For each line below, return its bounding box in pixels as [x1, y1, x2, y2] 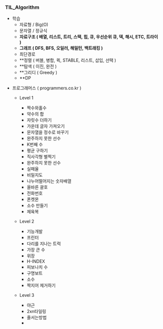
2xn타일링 [26, 308, 46, 314]
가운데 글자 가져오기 [26, 123, 65, 129]
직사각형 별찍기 [26, 154, 56, 160]
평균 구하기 [26, 148, 48, 154]
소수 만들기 [26, 203, 48, 208]
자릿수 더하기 [26, 117, 52, 123]
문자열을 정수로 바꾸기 [26, 129, 69, 135]
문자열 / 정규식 [19, 28, 47, 34]
